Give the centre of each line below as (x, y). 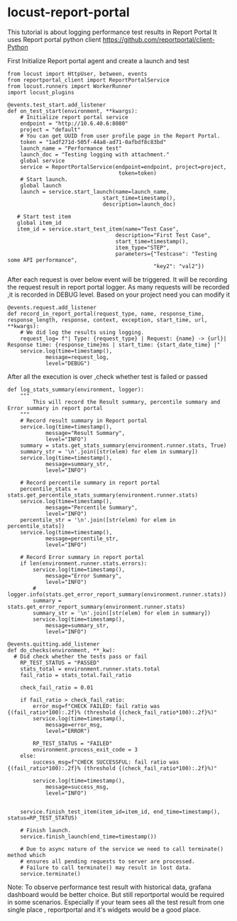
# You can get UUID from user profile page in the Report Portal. (120, 136)
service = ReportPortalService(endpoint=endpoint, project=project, (123, 167)
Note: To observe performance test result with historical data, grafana (109, 887)
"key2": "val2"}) (179, 266)
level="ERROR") (68, 731)
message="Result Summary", (85, 433)
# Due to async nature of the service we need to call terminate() (122, 849)
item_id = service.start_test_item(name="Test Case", (98, 229)
